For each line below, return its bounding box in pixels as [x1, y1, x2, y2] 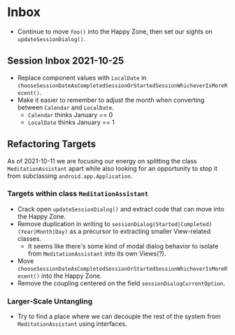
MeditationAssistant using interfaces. [17, 320, 127, 328]
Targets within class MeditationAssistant [7, 189, 149, 199]
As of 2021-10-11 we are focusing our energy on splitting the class [7, 156, 197, 165]
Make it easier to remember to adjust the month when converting [17, 96, 205, 104]
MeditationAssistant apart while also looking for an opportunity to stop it [7, 164, 218, 172]
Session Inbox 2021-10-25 [7, 55, 124, 67]
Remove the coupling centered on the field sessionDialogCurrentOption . [17, 278, 225, 287]
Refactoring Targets [7, 138, 97, 150]
